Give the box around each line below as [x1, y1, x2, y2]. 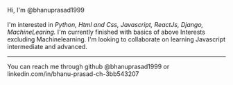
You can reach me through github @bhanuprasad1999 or [7, 62, 170, 70]
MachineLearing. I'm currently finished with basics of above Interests [7, 28, 206, 36]
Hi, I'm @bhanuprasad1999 [7, 6, 85, 14]
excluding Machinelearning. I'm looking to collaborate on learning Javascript [7, 35, 226, 44]
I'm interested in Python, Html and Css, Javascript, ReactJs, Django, [7, 21, 204, 28]
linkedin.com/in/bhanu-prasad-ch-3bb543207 [7, 70, 139, 78]
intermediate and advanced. [7, 43, 88, 50]
